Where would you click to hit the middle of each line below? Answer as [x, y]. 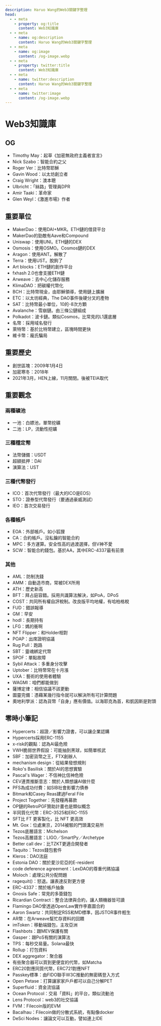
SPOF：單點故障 [29, 657]
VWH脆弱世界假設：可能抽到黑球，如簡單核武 [59, 750]
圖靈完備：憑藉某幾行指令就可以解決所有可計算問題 [65, 695]
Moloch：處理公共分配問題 [40, 875]
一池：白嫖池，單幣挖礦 [36, 423]
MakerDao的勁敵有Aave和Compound [50, 236]
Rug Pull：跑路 [27, 645]
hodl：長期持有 [28, 620]
